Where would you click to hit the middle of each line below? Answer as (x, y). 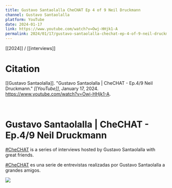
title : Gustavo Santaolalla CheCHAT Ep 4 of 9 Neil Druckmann (73, 10)
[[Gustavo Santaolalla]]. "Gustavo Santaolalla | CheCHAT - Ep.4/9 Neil (79, 83)
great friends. (20, 155)
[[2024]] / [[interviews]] (30, 48)
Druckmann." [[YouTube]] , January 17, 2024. (52, 88)
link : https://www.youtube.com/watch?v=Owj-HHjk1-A (61, 29)
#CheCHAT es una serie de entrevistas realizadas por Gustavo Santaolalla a (85, 165)
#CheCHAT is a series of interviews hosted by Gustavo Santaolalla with (80, 149)
